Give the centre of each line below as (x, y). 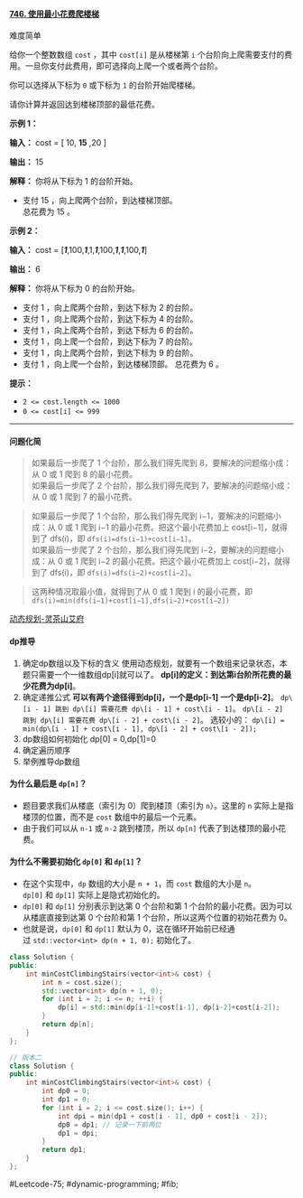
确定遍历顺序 (46, 750)
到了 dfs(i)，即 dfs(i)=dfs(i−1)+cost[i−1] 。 (114, 538)
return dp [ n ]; (68, 1025)
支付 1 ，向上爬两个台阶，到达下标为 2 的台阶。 (110, 308)
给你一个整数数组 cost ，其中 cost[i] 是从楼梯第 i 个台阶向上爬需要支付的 (147, 55)
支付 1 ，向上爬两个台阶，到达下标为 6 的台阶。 (110, 331)
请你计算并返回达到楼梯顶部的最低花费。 (84, 105)
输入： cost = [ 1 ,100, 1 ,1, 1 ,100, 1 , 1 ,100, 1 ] (78, 250)
